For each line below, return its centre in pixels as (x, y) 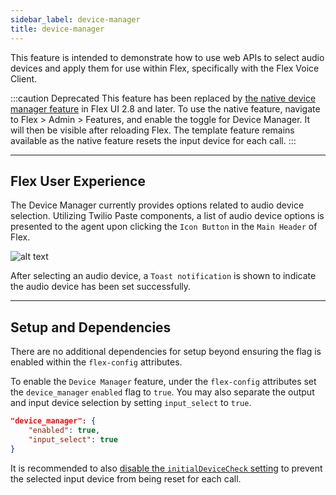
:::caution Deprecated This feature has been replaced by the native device (163, 98)
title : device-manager (57, 29)
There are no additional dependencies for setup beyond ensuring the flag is (166, 352)
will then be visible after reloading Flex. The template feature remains (152, 130)
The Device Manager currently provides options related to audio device (157, 205)
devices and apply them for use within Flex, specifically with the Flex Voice (165, 68)
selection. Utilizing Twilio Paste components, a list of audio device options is (167, 216)
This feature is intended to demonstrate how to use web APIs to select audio (167, 57)
